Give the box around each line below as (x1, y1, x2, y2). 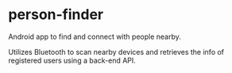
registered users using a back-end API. (8, 56, 137, 65)
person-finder (8, 6, 104, 24)
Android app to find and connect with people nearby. (8, 32, 181, 41)
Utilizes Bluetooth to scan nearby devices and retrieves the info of (8, 47, 225, 56)
